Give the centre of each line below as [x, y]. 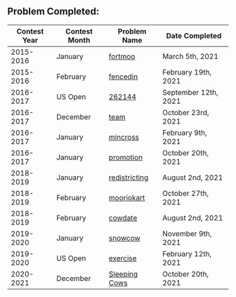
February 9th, [185, 133]
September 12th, [191, 92]
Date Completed [194, 36]
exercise [123, 258]
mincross [124, 137]
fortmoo [122, 56]
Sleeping [123, 274]
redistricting [129, 177]
